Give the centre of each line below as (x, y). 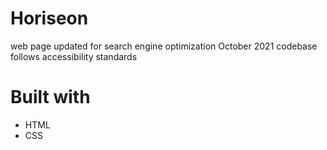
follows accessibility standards (74, 56)
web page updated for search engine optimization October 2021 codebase (164, 46)
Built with (50, 97)
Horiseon (49, 18)
